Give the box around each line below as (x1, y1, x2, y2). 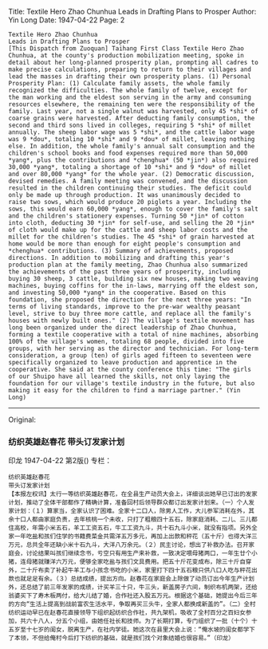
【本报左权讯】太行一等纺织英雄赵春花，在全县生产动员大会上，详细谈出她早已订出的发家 (8, 490, 258, 498)
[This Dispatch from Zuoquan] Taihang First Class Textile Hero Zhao (8, 45, 245, 53)
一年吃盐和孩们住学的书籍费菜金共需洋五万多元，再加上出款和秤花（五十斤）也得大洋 (14, 533, 252, 541)
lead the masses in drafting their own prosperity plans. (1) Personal (8, 73, 251, 81)
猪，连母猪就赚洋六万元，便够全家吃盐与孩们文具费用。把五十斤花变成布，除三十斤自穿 (8, 558, 252, 566)
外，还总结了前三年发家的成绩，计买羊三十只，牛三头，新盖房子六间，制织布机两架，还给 (8, 584, 258, 592)
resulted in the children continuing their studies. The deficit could (8, 184, 251, 192)
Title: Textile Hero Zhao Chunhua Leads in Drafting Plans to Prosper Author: (8, 7, 257, 16)
